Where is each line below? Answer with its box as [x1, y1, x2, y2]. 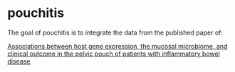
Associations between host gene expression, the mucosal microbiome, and [7, 42, 228, 50]
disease [7, 56, 31, 65]
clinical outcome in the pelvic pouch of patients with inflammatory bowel [7, 49, 221, 58]
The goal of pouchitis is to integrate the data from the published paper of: [7, 28, 223, 37]
